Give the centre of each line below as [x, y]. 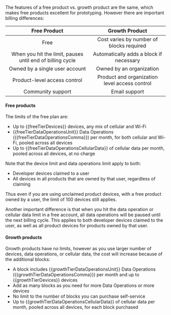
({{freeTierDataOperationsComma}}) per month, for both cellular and [84, 138]
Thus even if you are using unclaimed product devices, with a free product [83, 194]
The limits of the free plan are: [37, 117]
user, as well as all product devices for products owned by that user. [77, 226]
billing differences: [25, 18]
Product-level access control [47, 80]
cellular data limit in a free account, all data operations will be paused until [83, 215]
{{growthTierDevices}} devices [45, 280]
